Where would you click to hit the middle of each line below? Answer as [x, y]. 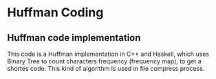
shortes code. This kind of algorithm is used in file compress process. [106, 68]
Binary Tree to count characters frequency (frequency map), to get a [104, 61]
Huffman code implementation [74, 38]
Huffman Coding [55, 13]
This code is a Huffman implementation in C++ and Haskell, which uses [108, 54]
